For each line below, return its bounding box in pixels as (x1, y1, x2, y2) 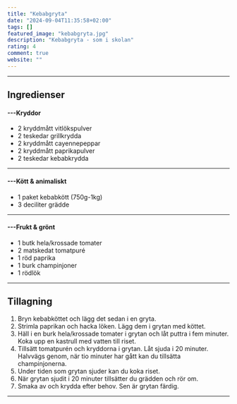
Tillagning (7, 295, 53, 307)
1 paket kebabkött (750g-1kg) (17, 192, 103, 201)
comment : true (7, 50, 49, 57)
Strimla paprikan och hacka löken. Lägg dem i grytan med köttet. (17, 322, 206, 330)
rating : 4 (7, 43, 37, 50)
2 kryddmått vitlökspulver (17, 124, 92, 133)
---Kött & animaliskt (7, 177, 67, 185)
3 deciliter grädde (17, 200, 70, 209)
